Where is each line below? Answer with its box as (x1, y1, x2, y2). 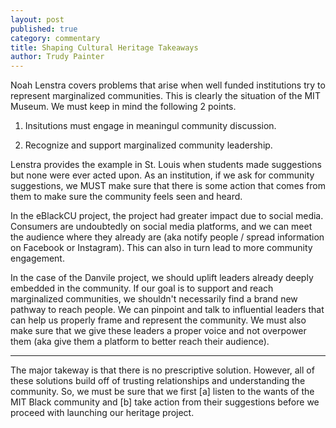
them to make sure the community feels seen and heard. (10, 191, 243, 203)
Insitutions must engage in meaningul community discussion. (24, 120, 277, 132)
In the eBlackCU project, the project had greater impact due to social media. (10, 210, 324, 222)
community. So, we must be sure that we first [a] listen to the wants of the (10, 386, 315, 398)
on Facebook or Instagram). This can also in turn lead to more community (10, 242, 313, 254)
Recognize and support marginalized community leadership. (24, 139, 273, 151)
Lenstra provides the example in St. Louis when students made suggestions (10, 159, 322, 171)
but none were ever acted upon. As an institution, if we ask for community (10, 169, 315, 181)
